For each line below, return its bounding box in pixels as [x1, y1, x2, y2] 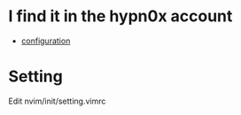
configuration [20, 35, 71, 46]
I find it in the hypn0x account [8, 6, 233, 27]
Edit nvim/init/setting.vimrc [8, 96, 106, 106]
